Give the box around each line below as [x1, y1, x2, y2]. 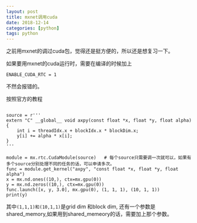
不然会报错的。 [6, 83, 43, 90]
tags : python [6, 31, 38, 37]
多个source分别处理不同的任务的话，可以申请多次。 [6, 161, 115, 167]
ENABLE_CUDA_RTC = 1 [6, 72, 57, 78]
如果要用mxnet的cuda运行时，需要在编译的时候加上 [6, 60, 132, 67]
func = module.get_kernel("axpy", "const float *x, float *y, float [6, 166, 179, 172]
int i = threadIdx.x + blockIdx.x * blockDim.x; [17, 128, 139, 134]
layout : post [6, 8, 38, 15]
